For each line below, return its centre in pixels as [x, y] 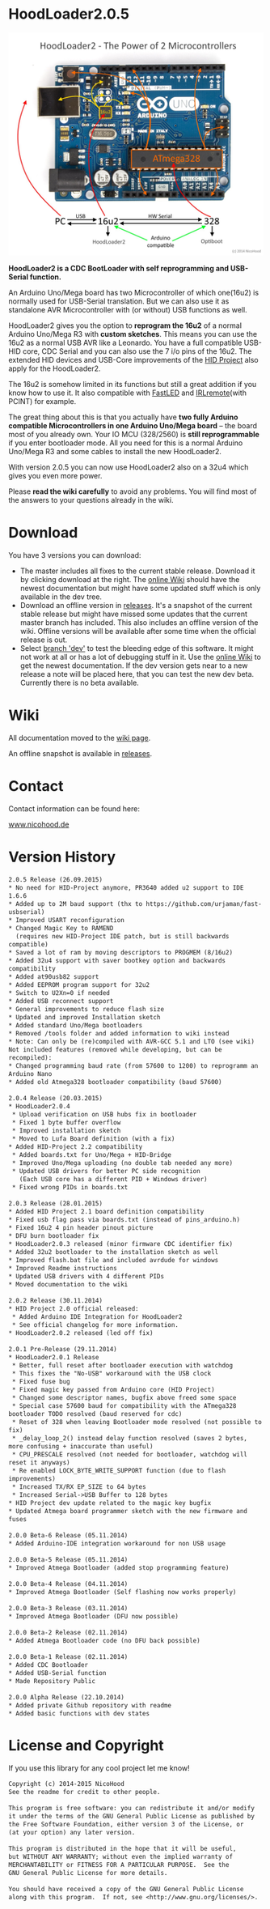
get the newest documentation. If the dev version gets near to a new [134, 665]
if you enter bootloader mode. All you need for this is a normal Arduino [126, 443]
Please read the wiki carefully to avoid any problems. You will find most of [133, 491]
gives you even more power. [55, 475]
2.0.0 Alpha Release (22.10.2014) [67, 1697]
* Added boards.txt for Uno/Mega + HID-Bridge [92, 1154]
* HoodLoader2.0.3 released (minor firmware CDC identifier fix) [120, 1244]
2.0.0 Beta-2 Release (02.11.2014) [68, 1632]
